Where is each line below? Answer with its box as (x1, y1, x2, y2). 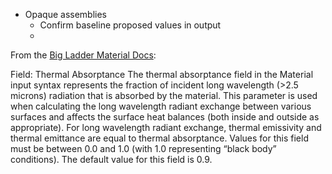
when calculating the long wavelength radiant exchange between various (10, 100, 312, 112)
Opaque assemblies (24, 9, 107, 20)
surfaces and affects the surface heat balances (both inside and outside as (10, 111, 320, 123)
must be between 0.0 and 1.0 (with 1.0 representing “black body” (10, 143, 277, 154)
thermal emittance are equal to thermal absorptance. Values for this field (10, 132, 309, 144)
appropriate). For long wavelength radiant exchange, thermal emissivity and (10, 122, 322, 133)
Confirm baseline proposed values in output (39, 19, 222, 31)
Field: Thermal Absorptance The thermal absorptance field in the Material (10, 69, 314, 80)
